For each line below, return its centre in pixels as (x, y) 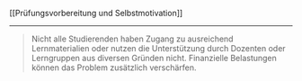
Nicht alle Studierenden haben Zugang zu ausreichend (132, 39)
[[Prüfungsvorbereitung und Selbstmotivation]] (96, 13)
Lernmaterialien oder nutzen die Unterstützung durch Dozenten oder (158, 48)
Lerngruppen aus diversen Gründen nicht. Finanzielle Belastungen (154, 58)
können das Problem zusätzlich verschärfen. (114, 67)
